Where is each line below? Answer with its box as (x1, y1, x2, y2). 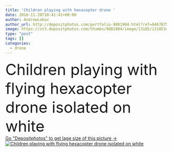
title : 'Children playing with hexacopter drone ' (5, 7, 116, 13)
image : (5, 27, 19, 32)
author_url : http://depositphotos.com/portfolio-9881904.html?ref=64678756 (5, 21, 170, 27)
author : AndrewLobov (5, 17, 50, 22)
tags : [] (5, 36, 24, 41)
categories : (5, 41, 31, 46)
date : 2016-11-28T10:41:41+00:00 (5, 12, 77, 17)
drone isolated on (5, 97, 132, 117)
